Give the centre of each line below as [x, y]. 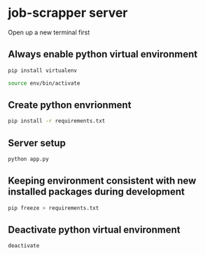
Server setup [37, 143]
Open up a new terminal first [49, 32]
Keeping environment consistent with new [102, 181]
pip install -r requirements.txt [57, 121]
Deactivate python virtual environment [94, 229]
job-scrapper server [68, 13]
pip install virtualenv [43, 70]
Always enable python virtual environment [103, 54]
